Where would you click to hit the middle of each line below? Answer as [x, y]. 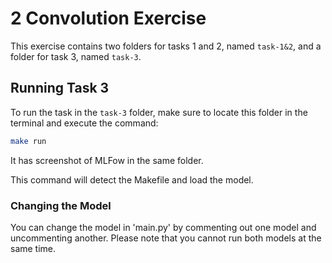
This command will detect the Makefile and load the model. [132, 179]
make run [28, 141]
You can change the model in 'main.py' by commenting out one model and [163, 227]
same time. [33, 248]
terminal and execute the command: [84, 123]
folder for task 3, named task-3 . [76, 56]
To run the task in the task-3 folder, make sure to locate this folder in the [159, 112]
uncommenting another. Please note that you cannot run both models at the [166, 238]
